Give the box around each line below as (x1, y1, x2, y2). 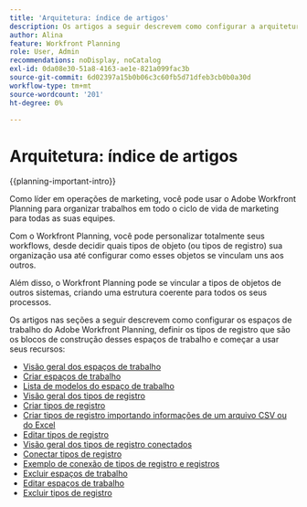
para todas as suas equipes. (9, 213, 116, 224)
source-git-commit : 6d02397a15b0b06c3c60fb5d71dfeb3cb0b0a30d (9, 73, 251, 82)
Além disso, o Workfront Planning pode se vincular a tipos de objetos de (9, 278, 281, 289)
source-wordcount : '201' (9, 90, 104, 99)
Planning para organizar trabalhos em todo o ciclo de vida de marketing (9, 203, 280, 215)
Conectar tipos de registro (22, 449, 122, 459)
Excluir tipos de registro (22, 488, 112, 499)
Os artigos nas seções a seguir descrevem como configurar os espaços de (9, 314, 292, 325)
